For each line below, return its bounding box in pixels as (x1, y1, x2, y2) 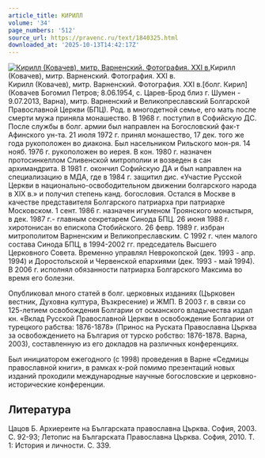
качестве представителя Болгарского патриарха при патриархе (8, 197, 225, 207)
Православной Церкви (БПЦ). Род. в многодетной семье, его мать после (8, 105, 257, 115)
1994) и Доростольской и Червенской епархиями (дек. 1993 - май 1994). (8, 257, 256, 266)
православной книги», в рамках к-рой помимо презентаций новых (8, 363, 236, 372)
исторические (8, 380, 57, 389)
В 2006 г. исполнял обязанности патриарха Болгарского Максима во (8, 265, 243, 274)
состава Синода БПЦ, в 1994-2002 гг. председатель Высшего (8, 239, 218, 250)
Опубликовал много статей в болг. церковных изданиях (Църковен (8, 288, 235, 298)
